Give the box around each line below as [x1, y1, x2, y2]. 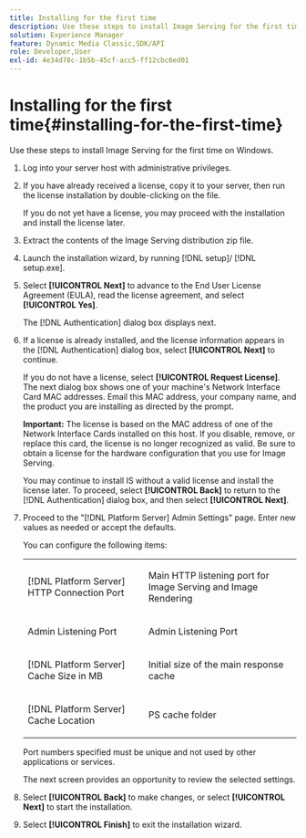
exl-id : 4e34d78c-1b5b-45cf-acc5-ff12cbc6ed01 [9, 56, 189, 65]
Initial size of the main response [148, 658, 284, 671]
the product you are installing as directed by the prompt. [22, 401, 234, 412]
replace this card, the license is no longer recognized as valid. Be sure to [22, 437, 296, 448]
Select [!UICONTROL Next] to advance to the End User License [22, 279, 261, 290]
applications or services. [22, 756, 116, 767]
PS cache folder [148, 708, 217, 721]
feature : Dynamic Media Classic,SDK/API [9, 38, 166, 48]
